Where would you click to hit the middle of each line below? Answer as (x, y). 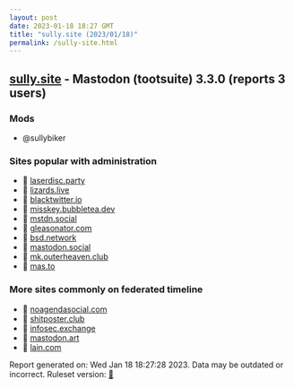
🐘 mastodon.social (56, 247)
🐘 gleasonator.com (57, 228)
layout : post (34, 17)
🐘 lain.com (42, 347)
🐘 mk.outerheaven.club (65, 257)
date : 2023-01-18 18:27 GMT (62, 26)
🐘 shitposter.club (53, 318)
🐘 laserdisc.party (53, 181)
